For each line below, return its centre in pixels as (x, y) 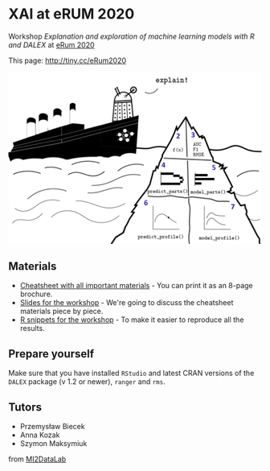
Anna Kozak (40, 435)
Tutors (25, 407)
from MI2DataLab (37, 459)
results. (33, 328)
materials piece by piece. (61, 312)
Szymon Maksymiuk (53, 443)
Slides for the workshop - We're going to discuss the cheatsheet (127, 303)
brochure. (36, 294)
